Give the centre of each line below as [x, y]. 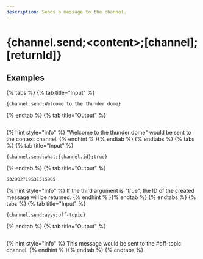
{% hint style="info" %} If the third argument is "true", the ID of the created [101, 190]
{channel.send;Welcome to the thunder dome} [64, 104]
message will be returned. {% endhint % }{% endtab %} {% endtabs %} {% [101, 197]
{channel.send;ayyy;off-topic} [46, 215]
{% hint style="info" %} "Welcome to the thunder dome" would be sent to [99, 132]
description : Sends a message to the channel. [66, 12]
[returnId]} [34, 55]
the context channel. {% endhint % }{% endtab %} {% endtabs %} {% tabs [101, 139]
